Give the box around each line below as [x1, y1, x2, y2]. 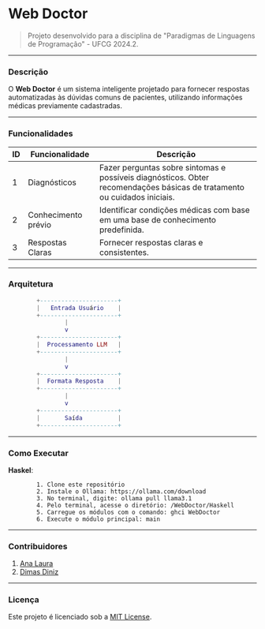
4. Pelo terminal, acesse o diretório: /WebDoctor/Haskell [36, 501, 235, 509]
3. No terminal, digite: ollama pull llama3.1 [36, 494, 192, 502]
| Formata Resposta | [36, 377, 122, 385]
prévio [28, 219, 52, 230]
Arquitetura [8, 279, 54, 290]
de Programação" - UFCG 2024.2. [27, 39, 139, 48]
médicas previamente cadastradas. [8, 101, 122, 110]
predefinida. [99, 224, 144, 235]
